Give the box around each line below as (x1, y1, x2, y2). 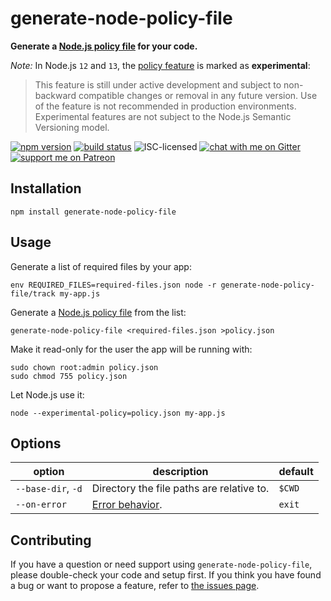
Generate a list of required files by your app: (10, 260, 192, 272)
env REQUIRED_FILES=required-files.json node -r (10, 280, 217, 290)
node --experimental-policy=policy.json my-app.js (10, 408, 226, 418)
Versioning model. (34, 121, 110, 133)
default (278, 465, 314, 479)
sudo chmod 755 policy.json (10, 371, 128, 381)
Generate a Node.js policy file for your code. (10, 40, 198, 52)
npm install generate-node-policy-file (10, 207, 177, 217)
